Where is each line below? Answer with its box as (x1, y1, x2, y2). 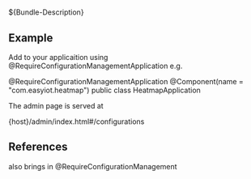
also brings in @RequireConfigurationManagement (8, 161, 177, 171)
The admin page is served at (8, 101, 104, 110)
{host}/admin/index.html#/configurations (8, 117, 145, 126)
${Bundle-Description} (8, 7, 84, 17)
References (8, 140, 68, 154)
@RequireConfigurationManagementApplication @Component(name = (8, 77, 245, 86)
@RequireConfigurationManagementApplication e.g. (8, 61, 183, 70)
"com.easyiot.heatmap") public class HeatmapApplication (8, 85, 201, 95)
